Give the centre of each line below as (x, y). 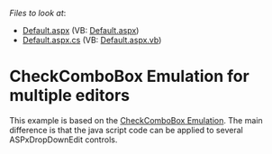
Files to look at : (38, 13)
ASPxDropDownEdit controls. (63, 140)
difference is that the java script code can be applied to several (126, 130)
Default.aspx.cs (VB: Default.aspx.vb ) (92, 40)
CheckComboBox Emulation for (129, 77)
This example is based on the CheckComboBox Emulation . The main (136, 120)
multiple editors (70, 96)
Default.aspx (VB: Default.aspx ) (81, 30)
